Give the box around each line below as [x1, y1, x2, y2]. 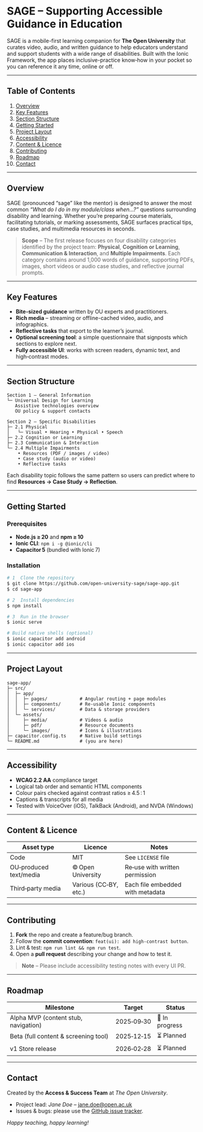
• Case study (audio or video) [17, 456, 96, 462]
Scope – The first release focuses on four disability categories [21, 237, 176, 244]
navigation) [10, 1021, 42, 1029]
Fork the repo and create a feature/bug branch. [15, 931, 134, 938]
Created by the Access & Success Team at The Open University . [7, 1089, 168, 1096]
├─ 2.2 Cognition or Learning [7, 434, 83, 441]
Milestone [45, 1003, 75, 1012]
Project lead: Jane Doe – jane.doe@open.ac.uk [15, 1101, 133, 1108]
